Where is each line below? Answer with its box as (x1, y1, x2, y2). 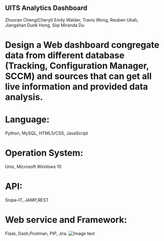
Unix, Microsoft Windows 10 (5, 163, 62, 169)
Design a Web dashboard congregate (5, 39, 160, 51)
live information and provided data (5, 81, 148, 92)
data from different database (5, 50, 125, 61)
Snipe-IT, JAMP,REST (5, 197, 49, 203)
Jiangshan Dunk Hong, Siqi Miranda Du (5, 22, 85, 28)
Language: (5, 114, 50, 125)
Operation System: (5, 147, 83, 159)
